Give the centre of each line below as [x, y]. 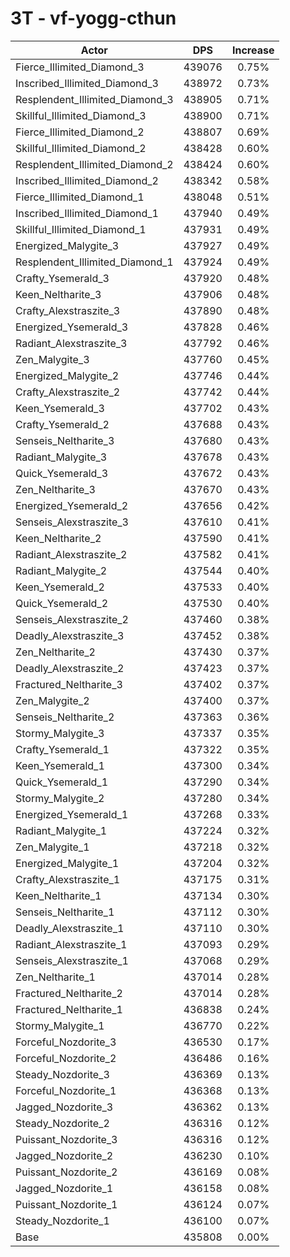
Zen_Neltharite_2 [55, 652]
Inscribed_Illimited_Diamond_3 [87, 83]
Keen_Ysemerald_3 [60, 408]
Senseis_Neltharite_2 [65, 717]
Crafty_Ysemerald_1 [62, 749]
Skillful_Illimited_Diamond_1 [81, 229]
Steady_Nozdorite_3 [62, 1074]
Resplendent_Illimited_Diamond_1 [94, 262]
